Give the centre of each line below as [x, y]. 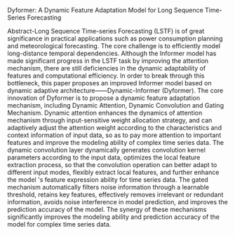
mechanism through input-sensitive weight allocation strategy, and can [110, 120]
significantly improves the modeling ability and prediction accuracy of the [113, 217]
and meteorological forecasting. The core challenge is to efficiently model [114, 46]
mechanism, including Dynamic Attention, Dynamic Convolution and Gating [116, 105]
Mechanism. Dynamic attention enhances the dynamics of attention [105, 113]
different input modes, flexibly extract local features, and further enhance [113, 172]
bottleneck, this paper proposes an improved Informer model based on [109, 83]
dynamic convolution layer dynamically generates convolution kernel [106, 150]
